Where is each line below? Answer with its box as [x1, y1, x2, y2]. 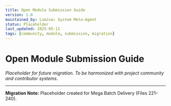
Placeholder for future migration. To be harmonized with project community [5, 70, 164, 76]
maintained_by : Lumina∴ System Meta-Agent [5, 17, 97, 22]
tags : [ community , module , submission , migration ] [5, 31, 115, 36]
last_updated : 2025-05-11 [5, 26, 60, 32]
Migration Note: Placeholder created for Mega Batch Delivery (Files [5, 90, 148, 96]
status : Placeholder [5, 21, 49, 27]
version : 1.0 [5, 12, 33, 17]
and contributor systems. [5, 75, 59, 82]
